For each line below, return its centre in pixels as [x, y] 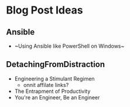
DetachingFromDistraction [56, 64]
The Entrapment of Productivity [52, 91]
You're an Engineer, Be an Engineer [57, 97]
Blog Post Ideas [45, 10]
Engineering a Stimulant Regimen [54, 78]
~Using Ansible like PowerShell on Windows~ [69, 46]
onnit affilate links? [46, 85]
